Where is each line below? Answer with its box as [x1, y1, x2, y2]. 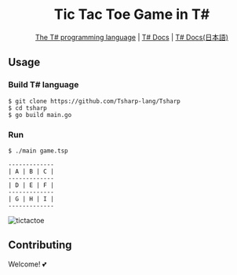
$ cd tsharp [8, 104, 47, 112]
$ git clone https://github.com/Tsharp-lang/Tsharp [8, 97, 180, 105]
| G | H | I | [8, 195, 55, 203]
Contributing [8, 238, 72, 252]
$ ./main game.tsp [8, 147, 68, 155]
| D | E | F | [8, 181, 55, 189]
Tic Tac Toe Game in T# [53, 5, 210, 24]
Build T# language [8, 79, 79, 90]
